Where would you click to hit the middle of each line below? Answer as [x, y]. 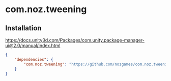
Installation [23, 28]
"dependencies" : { [34, 59]
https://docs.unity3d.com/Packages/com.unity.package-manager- [75, 40]
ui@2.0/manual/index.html [33, 46]
